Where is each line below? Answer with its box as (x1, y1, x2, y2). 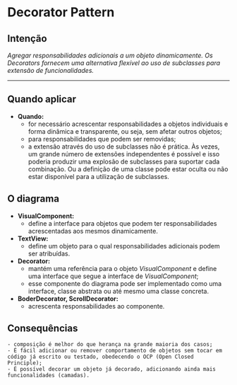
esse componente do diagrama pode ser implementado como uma (28, 279, 222, 287)
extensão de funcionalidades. (7, 67, 94, 74)
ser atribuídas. (28, 249, 71, 258)
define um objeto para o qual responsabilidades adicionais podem (28, 241, 220, 250)
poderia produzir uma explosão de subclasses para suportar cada (28, 157, 220, 166)
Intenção (7, 33, 47, 45)
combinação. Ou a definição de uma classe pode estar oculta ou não (28, 164, 229, 173)
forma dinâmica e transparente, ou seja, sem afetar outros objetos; (28, 127, 222, 135)
